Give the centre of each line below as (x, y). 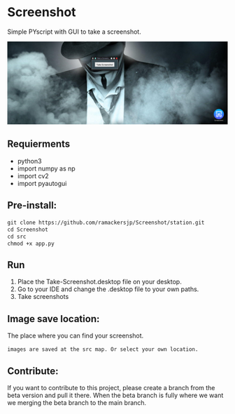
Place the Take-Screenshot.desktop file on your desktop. (99, 282)
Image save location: (54, 319)
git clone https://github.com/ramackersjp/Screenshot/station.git (106, 222)
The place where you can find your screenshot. (76, 336)
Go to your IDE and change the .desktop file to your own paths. (108, 289)
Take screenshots (43, 297)
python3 (29, 161)
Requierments (39, 144)
